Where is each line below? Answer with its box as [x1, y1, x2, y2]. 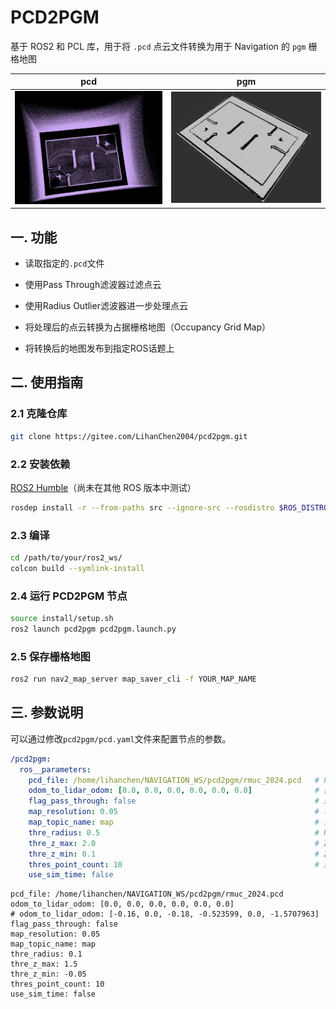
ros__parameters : [19, 764, 92, 775]
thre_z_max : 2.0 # [28, 838, 320, 848]
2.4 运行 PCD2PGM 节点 [10, 589, 128, 603]
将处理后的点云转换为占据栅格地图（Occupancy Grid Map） [24, 321, 271, 333]
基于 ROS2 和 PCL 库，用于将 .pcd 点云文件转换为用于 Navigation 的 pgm [10, 40, 307, 52]
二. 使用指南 [10, 374, 84, 391]
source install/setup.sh [10, 614, 114, 624]
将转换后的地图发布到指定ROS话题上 [24, 342, 175, 355]
